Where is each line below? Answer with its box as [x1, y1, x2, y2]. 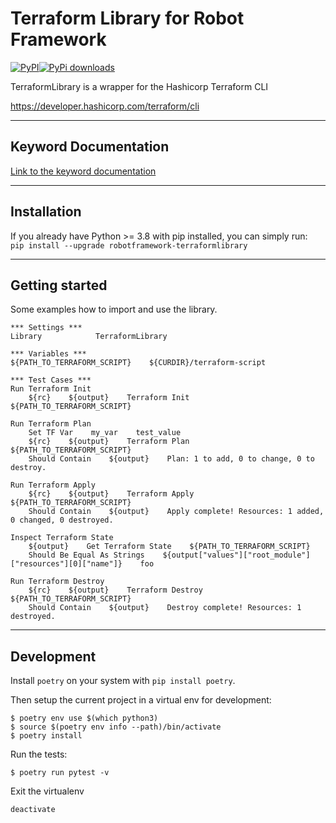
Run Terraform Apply [10, 480, 97, 491]
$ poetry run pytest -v [10, 768, 110, 778]
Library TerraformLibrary [10, 332, 168, 342]
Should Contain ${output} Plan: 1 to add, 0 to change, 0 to [28, 454, 315, 464]
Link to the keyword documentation [10, 165, 157, 177]
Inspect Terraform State [10, 533, 114, 543]
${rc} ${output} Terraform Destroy [28, 585, 203, 596]
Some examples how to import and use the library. [10, 303, 218, 316]
